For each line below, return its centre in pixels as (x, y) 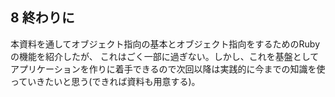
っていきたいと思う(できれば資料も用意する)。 (105, 81)
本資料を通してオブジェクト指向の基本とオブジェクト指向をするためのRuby (165, 44)
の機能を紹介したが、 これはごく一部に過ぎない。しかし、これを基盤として (165, 56)
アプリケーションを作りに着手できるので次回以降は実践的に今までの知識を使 (168, 69)
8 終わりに (42, 18)
